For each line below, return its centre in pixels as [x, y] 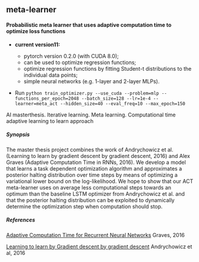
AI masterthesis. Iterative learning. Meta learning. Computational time [91, 115]
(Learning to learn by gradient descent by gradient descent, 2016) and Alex [98, 156]
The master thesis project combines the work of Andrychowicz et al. [90, 149]
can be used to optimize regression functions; [80, 62]
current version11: [37, 45]
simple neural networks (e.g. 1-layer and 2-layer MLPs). [91, 81]
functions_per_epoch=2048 [47, 98]
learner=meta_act [36, 103]
